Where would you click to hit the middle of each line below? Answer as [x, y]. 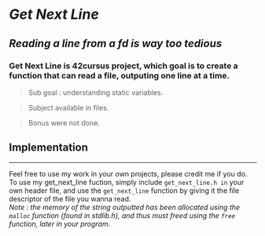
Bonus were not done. [64, 122]
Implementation [49, 148]
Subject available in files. [68, 107]
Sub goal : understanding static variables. [96, 93]
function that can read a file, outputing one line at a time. [120, 75]
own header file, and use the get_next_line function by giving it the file [124, 191]
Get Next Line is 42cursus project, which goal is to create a [123, 66]
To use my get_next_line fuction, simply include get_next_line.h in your [127, 182]
